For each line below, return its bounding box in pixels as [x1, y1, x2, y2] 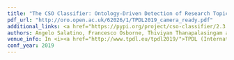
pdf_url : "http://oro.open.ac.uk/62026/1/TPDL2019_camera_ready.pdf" [7, 17, 214, 23]
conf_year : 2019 [7, 42, 54, 49]
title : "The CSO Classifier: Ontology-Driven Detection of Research [7, 10, 210, 17]
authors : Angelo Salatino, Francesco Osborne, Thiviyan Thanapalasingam [7, 29, 223, 37]
